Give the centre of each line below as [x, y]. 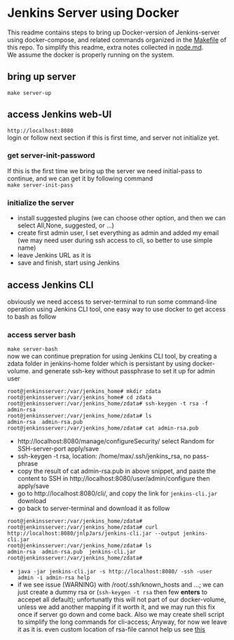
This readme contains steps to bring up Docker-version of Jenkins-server [113, 32]
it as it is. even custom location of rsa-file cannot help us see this [111, 629]
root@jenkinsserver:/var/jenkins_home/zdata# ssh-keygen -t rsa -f [108, 404]
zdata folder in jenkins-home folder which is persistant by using [99, 364]
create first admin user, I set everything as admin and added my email [118, 233]
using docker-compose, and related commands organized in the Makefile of [117, 39]
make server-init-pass [40, 185]
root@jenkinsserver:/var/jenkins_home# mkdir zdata [84, 392]
